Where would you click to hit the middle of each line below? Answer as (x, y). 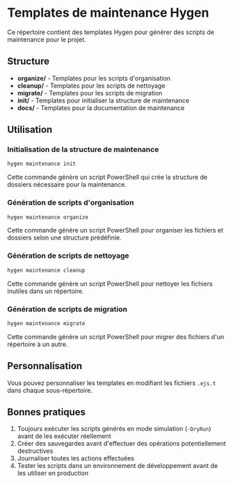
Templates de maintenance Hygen (108, 13)
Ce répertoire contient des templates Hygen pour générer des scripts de (111, 32)
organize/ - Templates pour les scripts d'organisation (94, 78)
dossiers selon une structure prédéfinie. (64, 237)
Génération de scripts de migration (67, 309)
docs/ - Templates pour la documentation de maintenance (101, 108)
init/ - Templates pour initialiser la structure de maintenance (103, 100)
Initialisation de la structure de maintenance (83, 150)
